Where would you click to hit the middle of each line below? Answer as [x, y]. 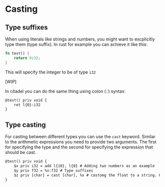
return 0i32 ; [27, 58]
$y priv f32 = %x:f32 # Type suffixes [54, 170]
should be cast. [21, 152]
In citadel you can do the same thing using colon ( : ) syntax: [66, 91]
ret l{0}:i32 [27, 105]
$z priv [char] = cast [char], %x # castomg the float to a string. [85, 175]
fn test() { [17, 53]
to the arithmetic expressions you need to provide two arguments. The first [81, 142]
